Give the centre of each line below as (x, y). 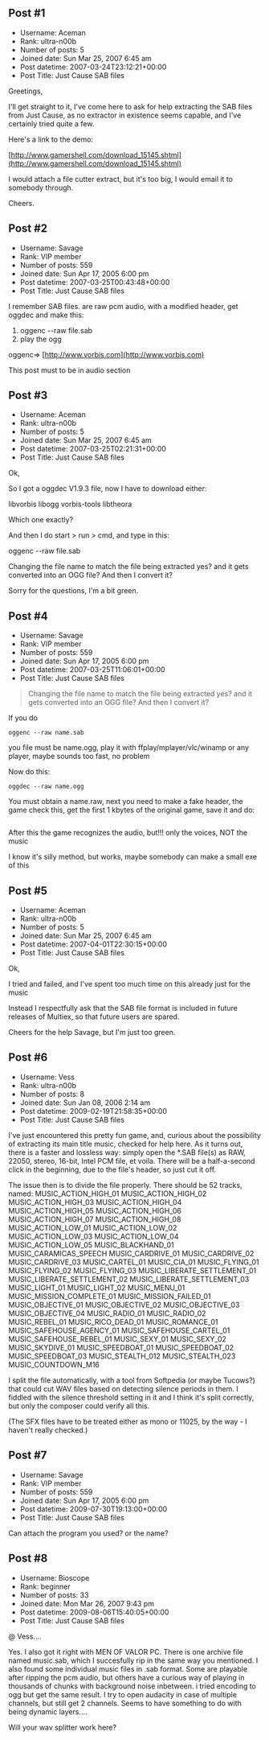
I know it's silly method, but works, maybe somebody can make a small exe (133, 857)
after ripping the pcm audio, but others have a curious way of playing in (126, 1677)
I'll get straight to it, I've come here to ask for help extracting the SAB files (130, 106)
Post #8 (28, 1559)
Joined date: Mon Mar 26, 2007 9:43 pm (87, 1603)
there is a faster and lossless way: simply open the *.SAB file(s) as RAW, (127, 1152)
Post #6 (28, 1058)
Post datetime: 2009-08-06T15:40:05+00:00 (94, 1612)
